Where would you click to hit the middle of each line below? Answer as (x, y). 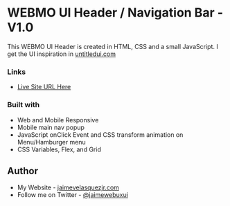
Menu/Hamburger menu (52, 142)
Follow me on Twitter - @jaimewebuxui (72, 195)
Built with (24, 105)
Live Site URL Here (44, 87)
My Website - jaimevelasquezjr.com (68, 187)
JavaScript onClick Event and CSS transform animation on (100, 134)
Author (23, 171)
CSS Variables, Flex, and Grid (59, 149)
